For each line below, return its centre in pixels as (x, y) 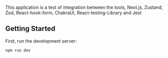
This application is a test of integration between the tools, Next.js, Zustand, (84, 7)
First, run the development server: (41, 41)
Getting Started (30, 29)
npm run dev (18, 50)
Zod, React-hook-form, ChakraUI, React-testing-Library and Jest (74, 13)
